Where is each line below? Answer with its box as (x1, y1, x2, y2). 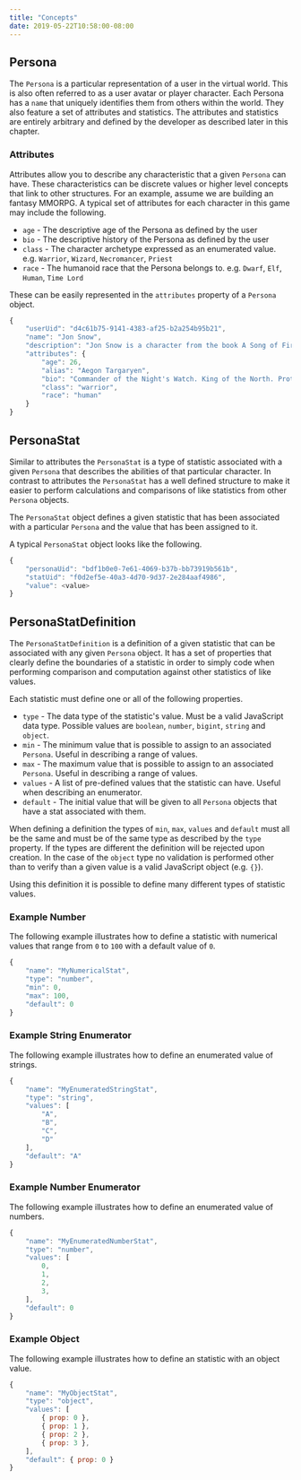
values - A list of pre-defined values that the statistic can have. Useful (21, 777, 281, 789)
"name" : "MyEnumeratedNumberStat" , (25, 1236, 159, 1246)
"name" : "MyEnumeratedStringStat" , (25, 1085, 159, 1094)
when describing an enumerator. (21, 787, 143, 798)
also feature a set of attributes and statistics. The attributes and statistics (9, 107, 279, 117)
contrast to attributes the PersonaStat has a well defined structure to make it (9, 475, 290, 486)
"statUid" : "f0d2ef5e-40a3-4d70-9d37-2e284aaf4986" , (25, 573, 227, 582)
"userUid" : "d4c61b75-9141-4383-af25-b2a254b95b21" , (25, 325, 227, 333)
